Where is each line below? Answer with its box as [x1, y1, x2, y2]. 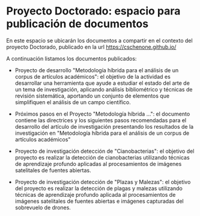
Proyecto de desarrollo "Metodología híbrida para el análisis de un [14, 66, 179, 73]
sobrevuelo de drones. [14, 203, 71, 211]
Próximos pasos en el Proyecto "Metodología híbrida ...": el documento [14, 110, 190, 117]
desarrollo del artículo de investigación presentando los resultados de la [14, 123, 194, 130]
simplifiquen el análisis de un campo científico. [14, 98, 131, 106]
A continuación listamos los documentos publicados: [6, 55, 137, 62]
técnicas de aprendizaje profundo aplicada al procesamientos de [14, 191, 176, 198]
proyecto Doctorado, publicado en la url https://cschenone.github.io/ [6, 43, 177, 51]
